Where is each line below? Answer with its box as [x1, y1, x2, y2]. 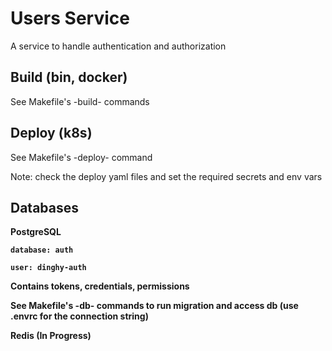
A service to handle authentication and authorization [10, 40, 227, 52]
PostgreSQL [10, 226, 62, 238]
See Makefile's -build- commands [10, 95, 150, 107]
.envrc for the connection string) [10, 310, 149, 322]
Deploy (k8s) [10, 125, 93, 142]
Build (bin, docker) [10, 69, 128, 86]
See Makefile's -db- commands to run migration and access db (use [10, 300, 299, 312]
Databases [10, 199, 80, 216]
